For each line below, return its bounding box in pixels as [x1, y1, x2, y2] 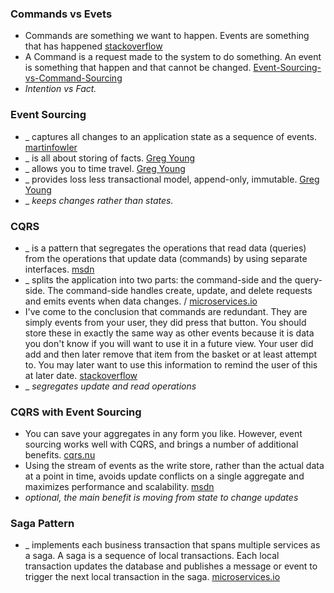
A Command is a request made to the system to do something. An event [24, 51, 322, 63]
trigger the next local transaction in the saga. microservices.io [24, 571, 281, 583]
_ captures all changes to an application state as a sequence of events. [24, 130, 318, 142]
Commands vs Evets [10, 7, 113, 21]
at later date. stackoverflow [24, 369, 138, 381]
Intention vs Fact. [24, 83, 97, 95]
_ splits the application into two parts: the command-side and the [24, 273, 293, 286]
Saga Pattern [10, 517, 75, 531]
